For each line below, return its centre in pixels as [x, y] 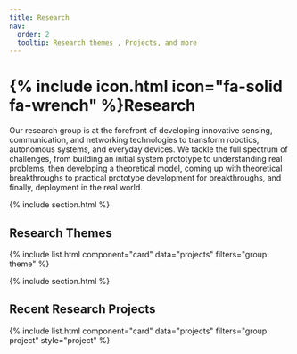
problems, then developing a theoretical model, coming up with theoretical [146, 169]
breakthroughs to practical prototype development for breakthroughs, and [145, 178]
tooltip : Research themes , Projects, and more [107, 42]
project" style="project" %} [60, 340]
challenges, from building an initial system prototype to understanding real [146, 159]
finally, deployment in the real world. [76, 188]
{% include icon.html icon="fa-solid [146, 87]
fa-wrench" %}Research [103, 106]
